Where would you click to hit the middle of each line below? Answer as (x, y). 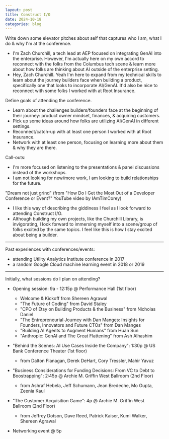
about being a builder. (35, 235)
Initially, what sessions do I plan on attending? (53, 279)
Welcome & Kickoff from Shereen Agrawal (64, 299)
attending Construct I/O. (37, 213)
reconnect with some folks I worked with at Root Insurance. (74, 91)
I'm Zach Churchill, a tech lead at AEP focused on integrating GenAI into (87, 53)
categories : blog (23, 24)
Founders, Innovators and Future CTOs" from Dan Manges (80, 325)
